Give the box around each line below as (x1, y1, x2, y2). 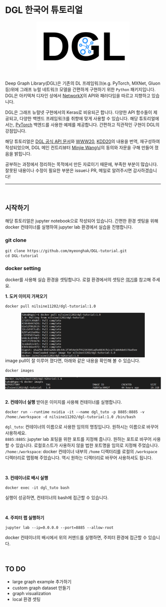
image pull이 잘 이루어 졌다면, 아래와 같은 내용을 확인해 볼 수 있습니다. (5, 358, 141, 364)
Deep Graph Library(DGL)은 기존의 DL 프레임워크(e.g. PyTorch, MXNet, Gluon (5, 80, 161, 86)
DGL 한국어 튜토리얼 (5, 4, 83, 16)
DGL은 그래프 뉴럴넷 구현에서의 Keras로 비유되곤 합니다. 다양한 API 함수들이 (5, 109, 152, 115)
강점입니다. (5, 128, 27, 134)
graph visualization (12, 590, 51, 596)
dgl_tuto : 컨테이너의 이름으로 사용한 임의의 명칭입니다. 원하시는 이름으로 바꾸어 (5, 423, 159, 429)
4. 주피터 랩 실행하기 (5, 514, 44, 520)
